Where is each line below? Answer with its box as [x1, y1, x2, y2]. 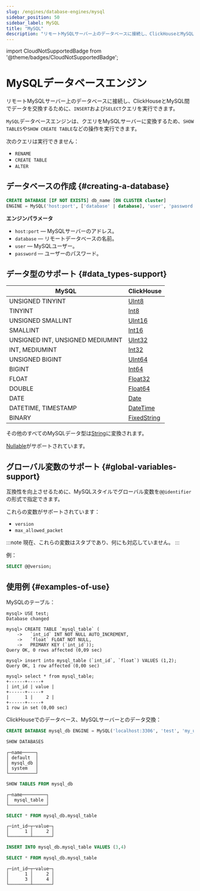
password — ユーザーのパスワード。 [14, 249, 102, 257]
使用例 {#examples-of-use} [6, 581, 110, 592]
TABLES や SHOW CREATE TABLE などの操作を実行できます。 [6, 125, 140, 132]
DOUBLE [9, 385, 34, 393]
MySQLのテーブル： [6, 599, 55, 606]
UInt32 [128, 336, 148, 344]
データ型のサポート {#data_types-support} [6, 269, 167, 279]
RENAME [14, 151, 32, 157]
